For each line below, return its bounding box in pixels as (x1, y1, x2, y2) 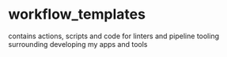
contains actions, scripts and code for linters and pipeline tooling (8, 31, 220, 41)
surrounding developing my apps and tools (8, 39, 148, 48)
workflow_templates (8, 5, 146, 23)
